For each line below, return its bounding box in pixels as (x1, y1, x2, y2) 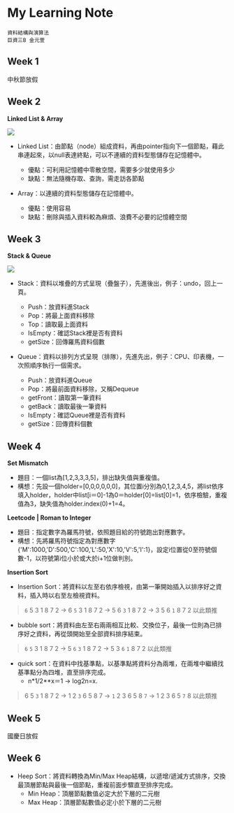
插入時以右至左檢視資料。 (29, 592, 103, 600)
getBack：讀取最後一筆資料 (27, 402, 107, 411)
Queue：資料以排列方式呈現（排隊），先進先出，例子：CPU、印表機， (17, 353, 218, 361)
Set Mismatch (7, 459, 49, 467)
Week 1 (7, 56, 39, 68)
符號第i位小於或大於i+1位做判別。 (41, 554, 137, 563)
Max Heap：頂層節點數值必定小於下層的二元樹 (27, 798, 162, 806)
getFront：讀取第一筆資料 (27, 393, 102, 402)
